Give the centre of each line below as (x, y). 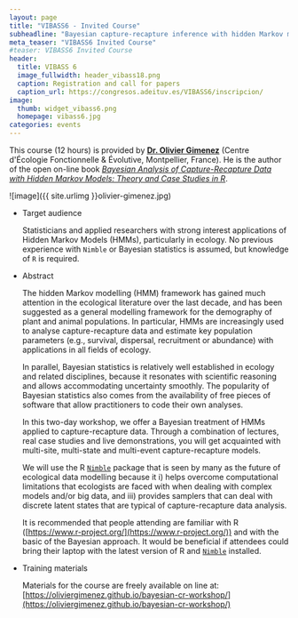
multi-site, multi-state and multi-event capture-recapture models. (141, 450)
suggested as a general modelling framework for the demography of (147, 312)
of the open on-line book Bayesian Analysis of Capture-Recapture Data (141, 169)
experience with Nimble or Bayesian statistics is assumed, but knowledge (155, 249)
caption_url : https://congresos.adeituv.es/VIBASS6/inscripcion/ (141, 92)
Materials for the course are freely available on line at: (121, 585)
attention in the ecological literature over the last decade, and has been (152, 302)
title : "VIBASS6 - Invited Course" (75, 26)
